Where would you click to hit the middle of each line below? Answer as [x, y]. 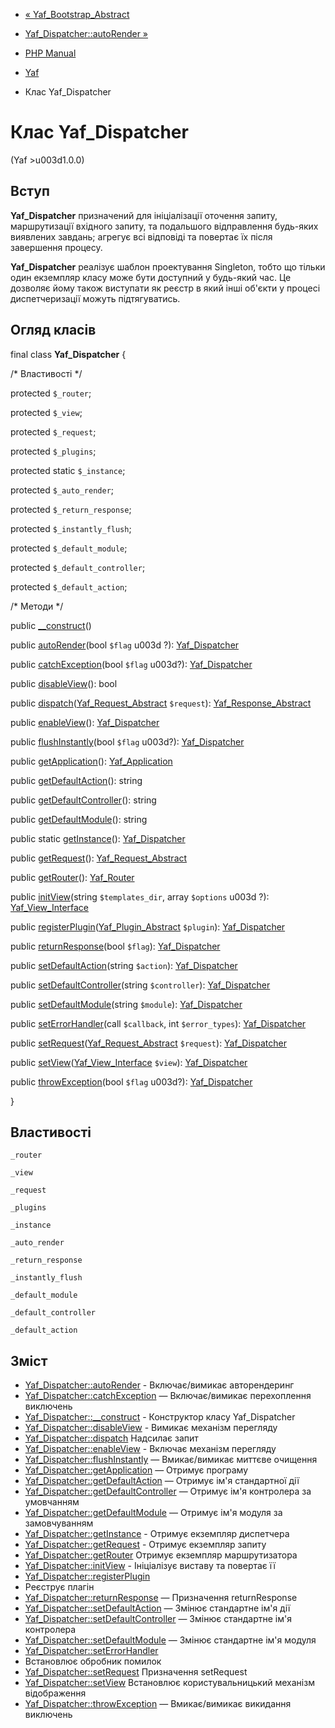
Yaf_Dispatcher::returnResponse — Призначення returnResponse [161, 1598]
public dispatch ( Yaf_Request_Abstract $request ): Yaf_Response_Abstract [161, 703]
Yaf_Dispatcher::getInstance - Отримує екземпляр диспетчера [157, 1534]
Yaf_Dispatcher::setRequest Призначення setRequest [136, 1672]
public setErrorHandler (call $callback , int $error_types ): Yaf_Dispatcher [158, 1023]
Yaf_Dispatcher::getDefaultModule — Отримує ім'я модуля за [153, 1513]
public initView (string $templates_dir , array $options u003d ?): [140, 896]
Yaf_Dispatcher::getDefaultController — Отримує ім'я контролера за [168, 1491]
